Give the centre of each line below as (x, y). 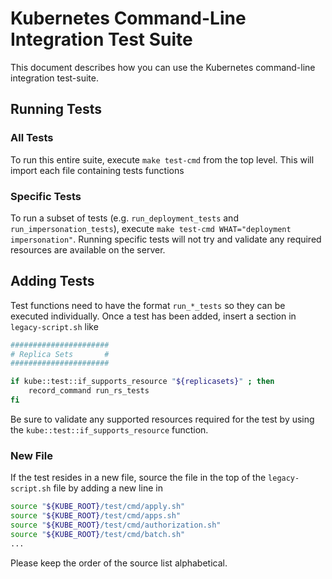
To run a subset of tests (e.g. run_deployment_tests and (124, 218)
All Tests (32, 138)
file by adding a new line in (108, 488)
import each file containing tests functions (97, 170)
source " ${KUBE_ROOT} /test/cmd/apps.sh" (96, 516)
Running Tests (56, 109)
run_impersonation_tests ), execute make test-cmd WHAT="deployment (151, 228)
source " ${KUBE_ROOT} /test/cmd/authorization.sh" (116, 525)
